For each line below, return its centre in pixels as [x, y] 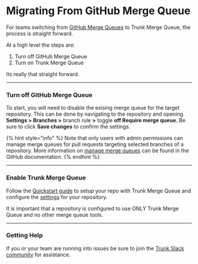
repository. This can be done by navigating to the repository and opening [95, 114]
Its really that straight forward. [43, 74]
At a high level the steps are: [41, 45]
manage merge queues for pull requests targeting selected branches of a [95, 144]
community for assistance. [38, 255]
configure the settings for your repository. [57, 197]
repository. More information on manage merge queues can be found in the [98, 151]
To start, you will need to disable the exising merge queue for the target [93, 108]
